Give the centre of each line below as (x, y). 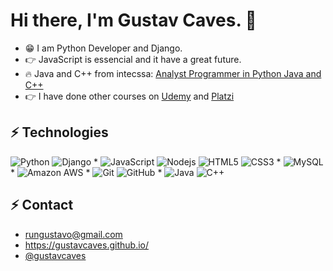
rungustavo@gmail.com (73, 234)
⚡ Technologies (59, 132)
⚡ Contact (42, 205)
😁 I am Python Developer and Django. (103, 48)
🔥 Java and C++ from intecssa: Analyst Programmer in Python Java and (173, 73)
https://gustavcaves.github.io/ (86, 245)
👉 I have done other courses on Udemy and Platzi (129, 96)
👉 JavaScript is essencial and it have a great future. (133, 59)
